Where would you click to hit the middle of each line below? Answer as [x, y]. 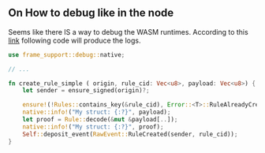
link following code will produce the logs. [75, 40]
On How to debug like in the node [91, 13]
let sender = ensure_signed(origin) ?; [86, 91]
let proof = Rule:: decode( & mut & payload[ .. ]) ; [100, 120]
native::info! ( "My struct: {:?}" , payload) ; [97, 112]
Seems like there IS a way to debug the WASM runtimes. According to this [128, 32]
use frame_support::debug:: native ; [67, 54]
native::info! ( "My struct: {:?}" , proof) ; [93, 127]
